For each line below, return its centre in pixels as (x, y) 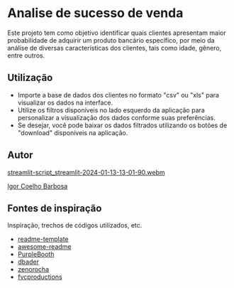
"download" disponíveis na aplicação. (73, 132)
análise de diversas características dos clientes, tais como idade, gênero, (115, 48)
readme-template (43, 239)
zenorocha (33, 270)
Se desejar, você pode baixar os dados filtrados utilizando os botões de (122, 125)
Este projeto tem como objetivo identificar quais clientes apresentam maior (117, 33)
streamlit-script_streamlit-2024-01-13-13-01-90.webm (86, 172)
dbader (28, 262)
